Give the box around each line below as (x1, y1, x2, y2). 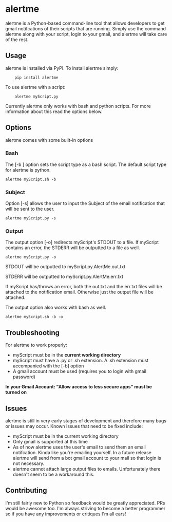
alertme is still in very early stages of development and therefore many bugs (5, 418, 167, 424)
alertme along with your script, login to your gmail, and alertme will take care (5, 31, 167, 37)
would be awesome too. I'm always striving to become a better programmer (5, 505, 166, 511)
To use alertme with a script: (5, 84, 66, 90)
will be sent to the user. (5, 206, 55, 212)
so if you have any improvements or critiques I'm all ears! (5, 511, 126, 517)
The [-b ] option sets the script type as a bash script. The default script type (5, 161, 167, 167)
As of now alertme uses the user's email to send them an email (12, 444, 146, 450)
